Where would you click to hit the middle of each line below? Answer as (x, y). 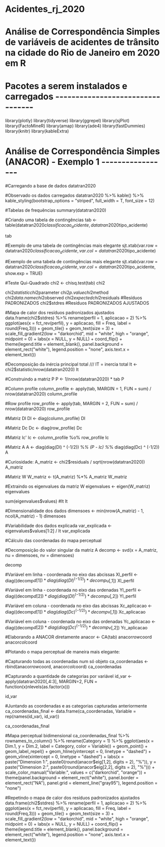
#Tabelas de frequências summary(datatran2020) (56, 210)
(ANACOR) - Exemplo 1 (52, 162)
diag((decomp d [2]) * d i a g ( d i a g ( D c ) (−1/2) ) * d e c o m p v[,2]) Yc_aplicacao (76, 627)
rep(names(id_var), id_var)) (32, 716)
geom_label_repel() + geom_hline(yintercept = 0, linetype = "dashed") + (78, 752)
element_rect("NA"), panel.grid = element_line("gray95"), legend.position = (81, 783)
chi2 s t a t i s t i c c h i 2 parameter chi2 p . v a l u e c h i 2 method (57, 292)
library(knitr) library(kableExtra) (37, 131)
